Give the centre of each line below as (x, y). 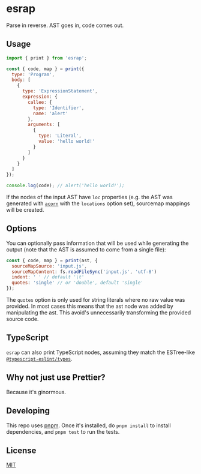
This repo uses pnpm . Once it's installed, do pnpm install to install (88, 425)
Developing (28, 411)
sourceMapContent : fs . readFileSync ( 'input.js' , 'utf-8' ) (84, 272)
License (21, 450)
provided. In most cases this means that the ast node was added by (90, 306)
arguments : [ (44, 125)
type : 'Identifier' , (58, 108)
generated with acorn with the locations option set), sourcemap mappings (98, 203)
